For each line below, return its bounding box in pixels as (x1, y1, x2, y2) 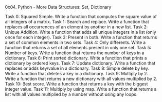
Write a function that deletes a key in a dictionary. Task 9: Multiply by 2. (5, 71, 148, 76)
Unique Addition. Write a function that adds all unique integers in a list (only (5, 29, 157, 35)
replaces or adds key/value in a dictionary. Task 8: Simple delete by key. (5, 65, 149, 71)
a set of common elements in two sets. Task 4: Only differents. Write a (5, 40, 146, 45)
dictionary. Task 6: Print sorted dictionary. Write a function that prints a (5, 55, 147, 61)
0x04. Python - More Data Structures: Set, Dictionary (5, 4, 111, 10)
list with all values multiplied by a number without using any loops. (5, 91, 138, 97)
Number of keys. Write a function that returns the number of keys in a (5, 50, 144, 56)
